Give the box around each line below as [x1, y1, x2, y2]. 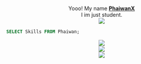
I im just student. [80, 11, 123, 18]
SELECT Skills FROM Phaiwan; [6, 29, 80, 35]
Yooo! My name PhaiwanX [68, 5, 135, 12]
